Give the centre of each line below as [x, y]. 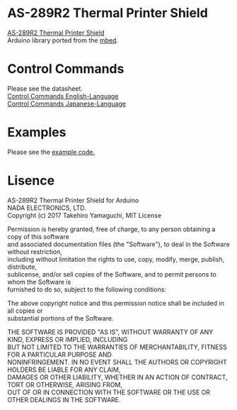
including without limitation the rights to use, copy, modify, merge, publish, [116, 259]
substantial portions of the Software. [60, 318]
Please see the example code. [51, 152]
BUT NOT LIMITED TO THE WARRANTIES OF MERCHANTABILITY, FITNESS [117, 347]
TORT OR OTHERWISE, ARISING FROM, [65, 384]
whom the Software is [39, 282]
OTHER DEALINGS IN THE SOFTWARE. [64, 399]
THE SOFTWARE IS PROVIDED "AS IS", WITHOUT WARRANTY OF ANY [110, 332]
